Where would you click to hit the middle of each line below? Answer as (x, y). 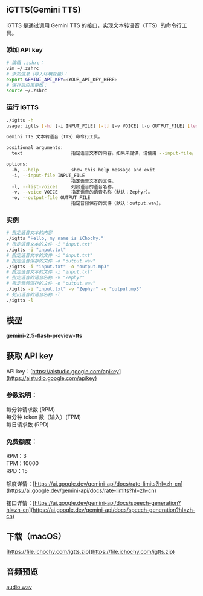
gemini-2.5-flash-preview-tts (44, 335)
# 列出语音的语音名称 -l (33, 294)
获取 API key (30, 356)
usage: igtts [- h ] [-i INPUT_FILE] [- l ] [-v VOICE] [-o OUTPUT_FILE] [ (98, 126)
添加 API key (25, 49)
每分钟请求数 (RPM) (31, 409)
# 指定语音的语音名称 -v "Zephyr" (46, 278)
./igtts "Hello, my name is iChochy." (55, 239)
